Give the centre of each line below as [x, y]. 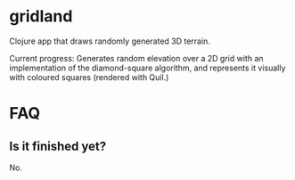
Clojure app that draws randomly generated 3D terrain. [110, 41]
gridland [41, 16]
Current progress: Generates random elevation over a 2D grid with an [137, 58]
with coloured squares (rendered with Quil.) [89, 77]
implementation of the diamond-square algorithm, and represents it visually [147, 68]
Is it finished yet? [58, 146]
